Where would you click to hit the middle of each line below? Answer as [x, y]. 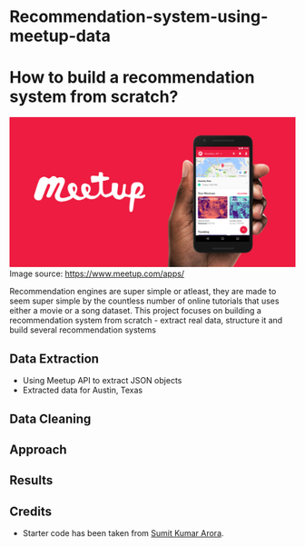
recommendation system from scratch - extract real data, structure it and [146, 321]
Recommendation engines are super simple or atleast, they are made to [143, 292]
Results [31, 480]
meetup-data [60, 36]
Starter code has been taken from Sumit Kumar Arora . [123, 533]
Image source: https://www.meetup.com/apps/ [97, 273]
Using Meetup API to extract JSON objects [102, 381]
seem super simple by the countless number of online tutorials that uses [144, 301]
